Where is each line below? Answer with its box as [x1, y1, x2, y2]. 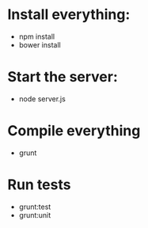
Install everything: [7, 6, 131, 24]
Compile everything [7, 122, 141, 140]
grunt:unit [18, 210, 51, 219]
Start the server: [7, 68, 118, 86]
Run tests [7, 176, 71, 193]
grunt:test [18, 202, 51, 211]
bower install [18, 40, 61, 49]
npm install [18, 32, 55, 41]
